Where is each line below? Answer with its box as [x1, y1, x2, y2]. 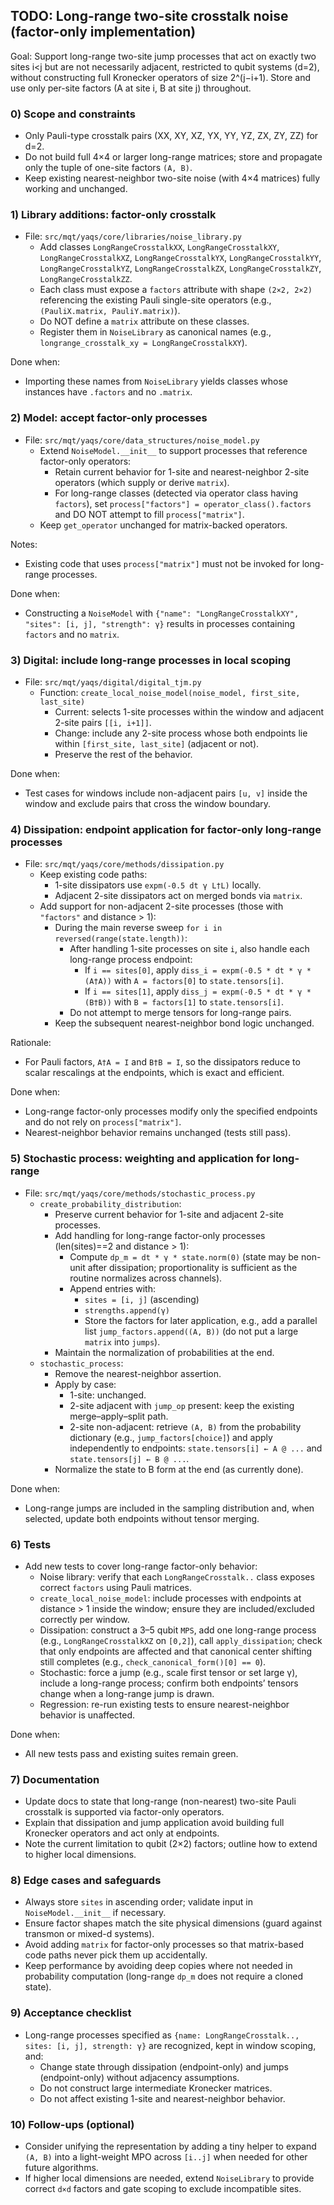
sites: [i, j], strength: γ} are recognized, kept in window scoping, [24, 2039, 317, 2051]
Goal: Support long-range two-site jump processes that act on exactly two [10, 50, 317, 62]
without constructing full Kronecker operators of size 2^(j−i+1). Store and [10, 71, 312, 83]
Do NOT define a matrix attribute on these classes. [39, 315, 250, 328]
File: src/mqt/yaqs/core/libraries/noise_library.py [24, 230, 242, 243]
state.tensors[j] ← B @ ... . [69, 1452, 190, 1464]
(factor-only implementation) [10, 24, 197, 41]
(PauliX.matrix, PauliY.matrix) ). [39, 305, 181, 317]
